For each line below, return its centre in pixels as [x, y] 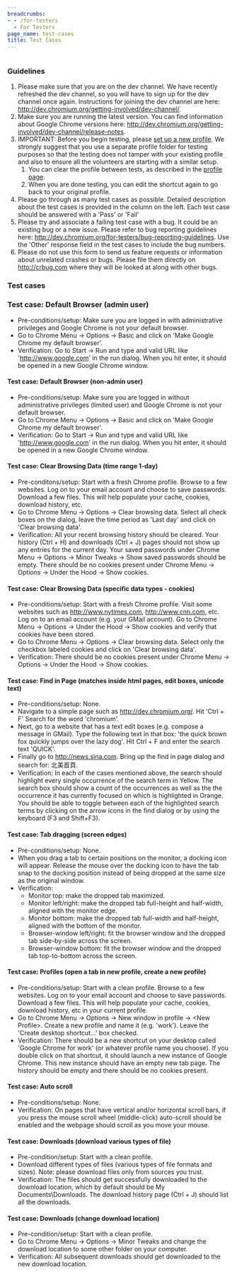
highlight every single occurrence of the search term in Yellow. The [115, 781]
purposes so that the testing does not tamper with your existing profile [120, 154]
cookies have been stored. [56, 634]
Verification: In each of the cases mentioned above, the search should [120, 773]
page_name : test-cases [41, 34]
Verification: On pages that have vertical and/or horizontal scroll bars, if [122, 1110]
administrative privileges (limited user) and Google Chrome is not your [120, 405]
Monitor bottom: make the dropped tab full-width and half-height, [123, 918]
